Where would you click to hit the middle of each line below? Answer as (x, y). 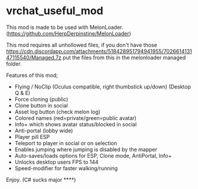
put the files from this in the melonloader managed (124, 57)
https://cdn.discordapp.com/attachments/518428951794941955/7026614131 (99, 51)
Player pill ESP (32, 136)
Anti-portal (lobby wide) (44, 131)
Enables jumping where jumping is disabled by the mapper (86, 149)
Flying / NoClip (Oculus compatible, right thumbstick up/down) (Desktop (103, 86)
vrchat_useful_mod (55, 11)
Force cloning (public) (41, 99)
